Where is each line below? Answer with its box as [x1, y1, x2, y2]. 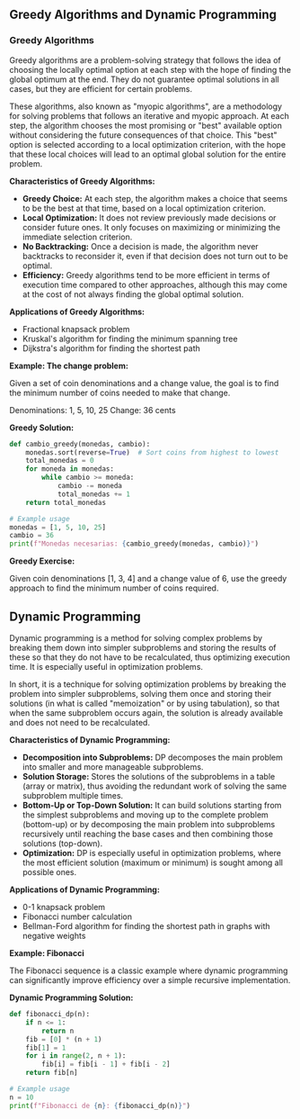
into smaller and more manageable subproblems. [22, 762, 204, 772]
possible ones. [22, 867, 77, 877]
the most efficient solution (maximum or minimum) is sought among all [22, 857, 283, 868]
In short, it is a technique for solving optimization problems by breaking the [9, 679, 287, 690]
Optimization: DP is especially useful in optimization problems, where [22, 848, 281, 858]
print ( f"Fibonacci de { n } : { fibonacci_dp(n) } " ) [9, 1101, 191, 1110]
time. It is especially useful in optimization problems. [9, 662, 204, 672]
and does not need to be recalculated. [9, 717, 151, 727]
